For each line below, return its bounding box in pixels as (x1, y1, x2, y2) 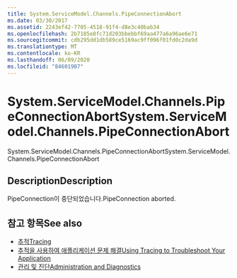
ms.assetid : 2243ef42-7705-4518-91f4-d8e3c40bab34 (7, 23, 160, 30)
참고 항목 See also (7, 217, 83, 229)
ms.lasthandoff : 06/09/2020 (7, 57, 91, 64)
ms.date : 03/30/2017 (7, 17, 69, 24)
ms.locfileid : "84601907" (7, 63, 83, 70)
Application (17, 254, 52, 262)
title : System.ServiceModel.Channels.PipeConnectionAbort (7, 10, 182, 18)
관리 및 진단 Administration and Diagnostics (17, 262, 141, 271)
